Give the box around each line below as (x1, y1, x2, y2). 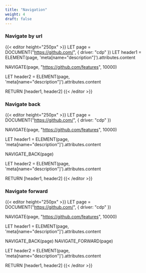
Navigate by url (5, 33, 43, 39)
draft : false (5, 16, 32, 21)
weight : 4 (5, 12, 26, 17)
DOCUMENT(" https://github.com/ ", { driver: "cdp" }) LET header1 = (5, 49, 142, 55)
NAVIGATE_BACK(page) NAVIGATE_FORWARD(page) (5, 238, 113, 244)
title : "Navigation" (5, 7, 48, 12)
